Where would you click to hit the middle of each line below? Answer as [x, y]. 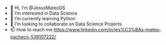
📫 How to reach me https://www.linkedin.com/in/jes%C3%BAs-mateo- [85, 30]
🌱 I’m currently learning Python [43, 18]
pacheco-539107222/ [33, 37]
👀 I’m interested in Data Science [44, 13]
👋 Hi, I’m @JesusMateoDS [38, 8]
